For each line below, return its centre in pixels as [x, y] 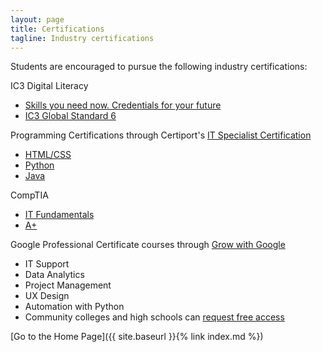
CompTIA [29, 195]
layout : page [37, 19]
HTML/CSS [48, 155]
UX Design [47, 296]
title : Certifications [57, 29]
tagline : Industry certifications [82, 38]
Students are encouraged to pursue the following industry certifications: [159, 67]
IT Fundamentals [59, 215]
